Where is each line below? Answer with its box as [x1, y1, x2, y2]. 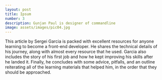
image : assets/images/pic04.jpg [5, 25, 70, 30]
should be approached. [5, 69, 52, 75]
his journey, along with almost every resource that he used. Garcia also [5, 49, 147, 55]
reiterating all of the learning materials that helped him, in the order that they [5, 64, 157, 70]
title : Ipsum [5, 12, 31, 16]
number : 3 [5, 16, 25, 21]
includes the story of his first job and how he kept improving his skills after [5, 54, 153, 60]
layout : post [5, 7, 31, 12]
